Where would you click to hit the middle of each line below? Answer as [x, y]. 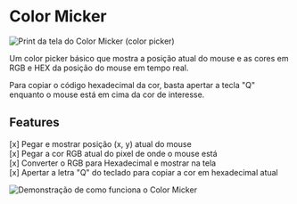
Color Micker [58, 16]
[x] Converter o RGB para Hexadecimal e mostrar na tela [113, 163]
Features [34, 122]
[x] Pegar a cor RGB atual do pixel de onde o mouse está [113, 153]
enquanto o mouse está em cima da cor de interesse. [107, 94]
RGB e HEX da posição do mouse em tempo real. [99, 68]
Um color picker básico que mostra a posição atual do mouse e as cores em [149, 58]
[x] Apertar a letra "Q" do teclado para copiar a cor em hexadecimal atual [144, 172]
